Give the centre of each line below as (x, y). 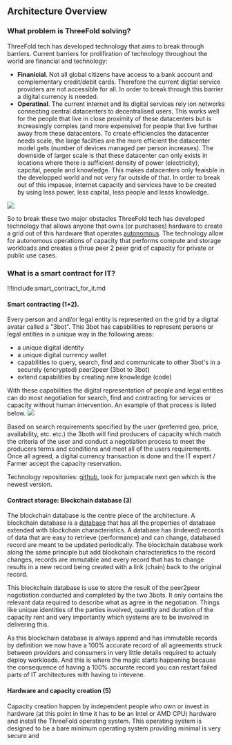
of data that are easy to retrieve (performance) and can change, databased (114, 538)
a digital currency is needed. (58, 96)
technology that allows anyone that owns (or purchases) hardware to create (115, 226)
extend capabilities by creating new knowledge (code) (94, 377)
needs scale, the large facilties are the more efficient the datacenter (114, 141)
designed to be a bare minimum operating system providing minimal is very (114, 728)
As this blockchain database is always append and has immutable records (112, 638)
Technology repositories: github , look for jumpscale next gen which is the (112, 477)
